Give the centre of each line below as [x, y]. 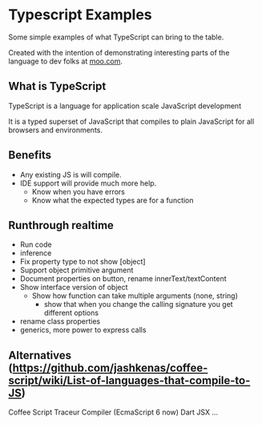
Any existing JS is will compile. [71, 174]
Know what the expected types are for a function [113, 200]
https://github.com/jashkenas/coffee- [110, 368]
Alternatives [40, 355]
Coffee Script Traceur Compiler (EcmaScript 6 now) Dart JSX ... [113, 412]
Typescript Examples [80, 15]
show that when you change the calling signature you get [139, 304]
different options [71, 313]
